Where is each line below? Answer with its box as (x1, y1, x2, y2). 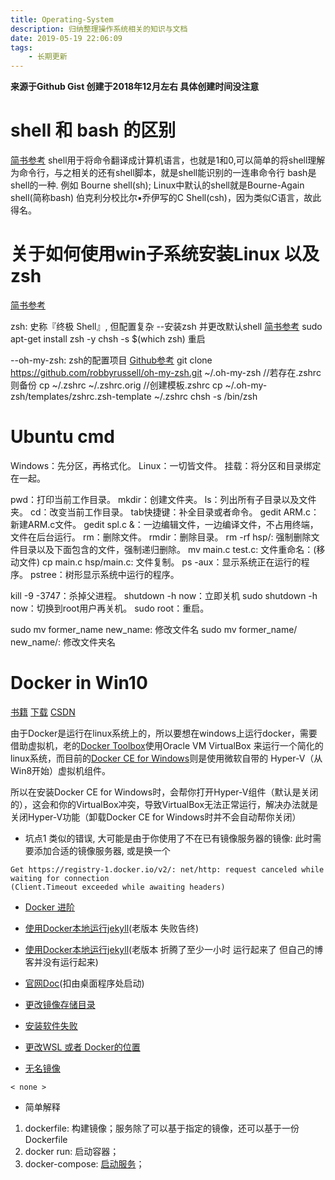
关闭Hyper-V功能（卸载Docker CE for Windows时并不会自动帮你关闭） (10, 811, 302, 823)
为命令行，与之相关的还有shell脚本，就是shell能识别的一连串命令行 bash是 (10, 167, 317, 179)
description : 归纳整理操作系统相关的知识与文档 (10, 24, 188, 34)
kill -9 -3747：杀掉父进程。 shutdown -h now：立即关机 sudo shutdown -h (10, 589, 318, 601)
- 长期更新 (28, 52, 68, 62)
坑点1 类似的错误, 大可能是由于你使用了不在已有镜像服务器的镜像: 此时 (24, 832, 313, 844)
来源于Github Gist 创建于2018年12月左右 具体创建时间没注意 (10, 81, 260, 93)
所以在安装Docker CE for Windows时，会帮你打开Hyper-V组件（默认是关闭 (10, 786, 319, 798)
